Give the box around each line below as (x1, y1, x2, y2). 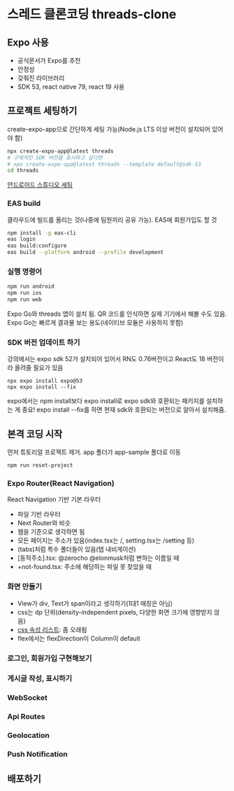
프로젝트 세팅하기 (7, 105, 78, 117)
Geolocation (7, 731, 50, 741)
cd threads (7, 167, 39, 174)
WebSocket (7, 693, 47, 703)
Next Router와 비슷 (17, 519, 71, 527)
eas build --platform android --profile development (7, 249, 164, 256)
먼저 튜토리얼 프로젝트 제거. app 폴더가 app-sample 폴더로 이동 (7, 448, 182, 456)
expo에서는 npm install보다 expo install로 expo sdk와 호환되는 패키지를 (7, 397, 205, 405)
